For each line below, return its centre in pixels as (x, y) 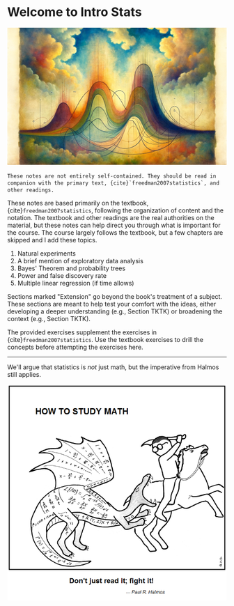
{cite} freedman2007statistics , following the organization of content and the (116, 210)
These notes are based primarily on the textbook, (78, 203)
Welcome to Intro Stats (75, 12)
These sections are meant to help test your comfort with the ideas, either (112, 304)
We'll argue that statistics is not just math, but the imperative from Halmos (113, 367)
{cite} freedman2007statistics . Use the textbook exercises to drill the (106, 340)
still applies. (24, 375)
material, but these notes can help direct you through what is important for (114, 225)
